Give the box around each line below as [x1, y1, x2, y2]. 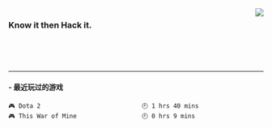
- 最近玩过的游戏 [8, 82, 63, 92]
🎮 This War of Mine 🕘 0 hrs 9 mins [8, 112, 196, 120]
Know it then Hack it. [8, 19, 92, 31]
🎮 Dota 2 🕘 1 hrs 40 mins [8, 101, 199, 110]
